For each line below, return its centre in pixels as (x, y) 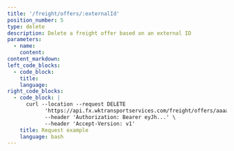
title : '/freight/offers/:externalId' (63, 14)
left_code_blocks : (34, 65)
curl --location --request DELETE (76, 104)
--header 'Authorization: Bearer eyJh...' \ (110, 117)
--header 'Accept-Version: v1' (90, 124)
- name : (25, 46)
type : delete (26, 26)
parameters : (24, 40)
